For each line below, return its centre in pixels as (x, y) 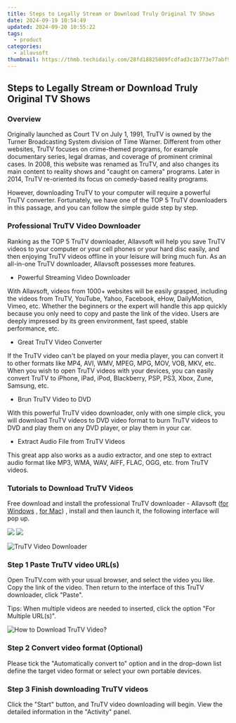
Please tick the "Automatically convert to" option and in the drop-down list (114, 663)
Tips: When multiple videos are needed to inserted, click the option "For (111, 608)
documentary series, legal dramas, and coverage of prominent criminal (110, 157)
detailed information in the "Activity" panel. (70, 712)
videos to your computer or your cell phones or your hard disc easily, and (113, 249)
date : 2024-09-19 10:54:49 (47, 20)
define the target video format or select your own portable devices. (104, 671)
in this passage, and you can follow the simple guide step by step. (103, 207)
